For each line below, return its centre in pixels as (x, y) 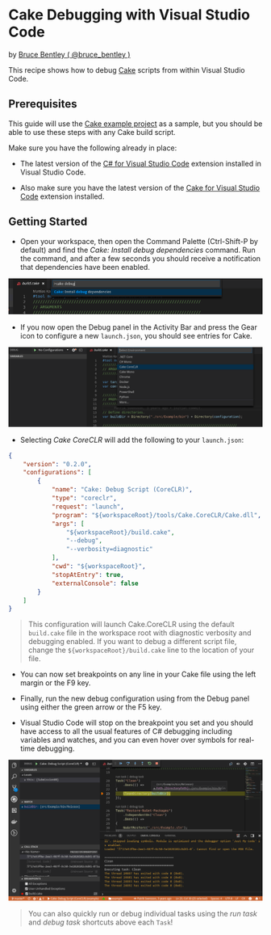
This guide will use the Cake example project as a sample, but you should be (135, 124)
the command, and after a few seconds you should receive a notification (140, 258)
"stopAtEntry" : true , (88, 575)
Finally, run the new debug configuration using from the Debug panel (135, 699)
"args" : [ (68, 524)
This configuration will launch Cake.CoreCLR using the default (131, 625)
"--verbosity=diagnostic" (109, 550)
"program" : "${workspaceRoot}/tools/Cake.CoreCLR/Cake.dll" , (156, 515)
